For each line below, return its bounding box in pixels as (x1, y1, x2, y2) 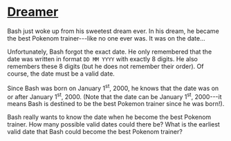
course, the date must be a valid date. (7, 69, 115, 78)
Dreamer (7, 4, 59, 20)
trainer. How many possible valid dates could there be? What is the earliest (7, 120, 220, 129)
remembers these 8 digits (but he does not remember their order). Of (7, 62, 204, 70)
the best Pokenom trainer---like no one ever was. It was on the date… (7, 34, 205, 42)
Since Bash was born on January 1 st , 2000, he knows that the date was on (7, 83, 219, 92)
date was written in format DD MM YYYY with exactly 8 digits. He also (7, 54, 198, 63)
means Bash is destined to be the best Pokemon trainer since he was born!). (7, 100, 225, 108)
